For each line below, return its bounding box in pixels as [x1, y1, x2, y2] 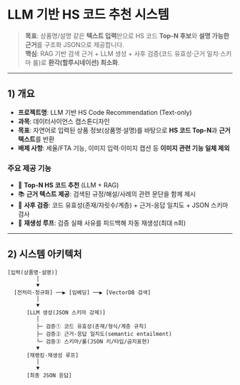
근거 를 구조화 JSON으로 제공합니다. [24, 40, 125, 48]
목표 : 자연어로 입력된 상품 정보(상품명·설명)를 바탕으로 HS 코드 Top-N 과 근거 [17, 125, 231, 134]
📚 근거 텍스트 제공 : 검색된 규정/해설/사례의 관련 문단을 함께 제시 [17, 190, 196, 198]
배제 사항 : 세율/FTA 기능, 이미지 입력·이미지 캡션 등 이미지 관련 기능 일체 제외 [17, 143, 230, 152]
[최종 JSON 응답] [26, 371, 72, 379]
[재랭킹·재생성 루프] [26, 351, 79, 359]
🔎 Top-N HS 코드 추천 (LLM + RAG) [17, 181, 119, 190]
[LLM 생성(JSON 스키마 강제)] [26, 309, 106, 316]
